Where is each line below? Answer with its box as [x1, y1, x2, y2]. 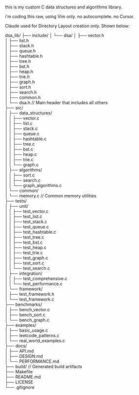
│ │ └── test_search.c [5, 265, 50, 271]
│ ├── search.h [5, 90, 37, 95]
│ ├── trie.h [5, 74, 30, 79]
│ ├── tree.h [5, 58, 31, 64]
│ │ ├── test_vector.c [5, 208, 49, 214]
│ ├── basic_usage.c [5, 327, 48, 333]
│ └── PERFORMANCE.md [5, 358, 60, 364]
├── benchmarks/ [5, 301, 42, 307]
